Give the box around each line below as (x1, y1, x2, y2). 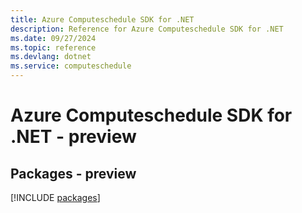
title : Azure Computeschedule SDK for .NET (10, 14, 195, 25)
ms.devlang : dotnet (10, 52, 92, 62)
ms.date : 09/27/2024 (10, 33, 97, 43)
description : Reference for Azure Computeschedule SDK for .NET (10, 24, 284, 34)
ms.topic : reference (10, 42, 97, 53)
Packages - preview (10, 165, 137, 182)
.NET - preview (10, 126, 137, 148)
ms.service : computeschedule (10, 61, 132, 71)
